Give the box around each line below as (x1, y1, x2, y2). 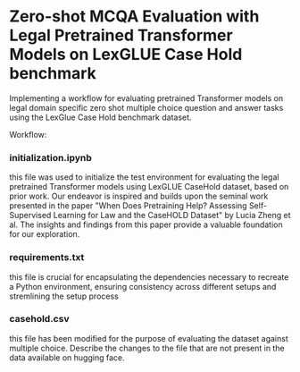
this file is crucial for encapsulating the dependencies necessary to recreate (9, 271, 289, 283)
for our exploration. (9, 229, 80, 240)
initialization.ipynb (9, 151, 92, 164)
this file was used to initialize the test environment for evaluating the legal (9, 172, 279, 182)
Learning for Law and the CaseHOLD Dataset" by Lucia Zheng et (53, 210, 292, 221)
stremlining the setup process (9, 291, 119, 301)
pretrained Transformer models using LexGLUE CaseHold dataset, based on (9, 182, 289, 192)
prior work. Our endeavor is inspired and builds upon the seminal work (9, 190, 269, 202)
